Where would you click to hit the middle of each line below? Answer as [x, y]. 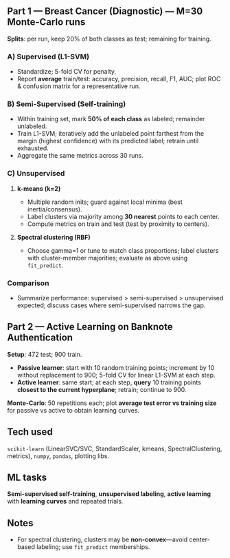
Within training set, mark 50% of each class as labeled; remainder [111, 119]
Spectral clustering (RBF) [54, 237]
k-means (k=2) [39, 188]
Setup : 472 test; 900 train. [45, 354]
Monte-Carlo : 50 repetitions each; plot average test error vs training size [112, 403]
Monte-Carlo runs [46, 22]
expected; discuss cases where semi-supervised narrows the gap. [111, 305]
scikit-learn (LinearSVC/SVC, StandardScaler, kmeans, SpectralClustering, [115, 448]
